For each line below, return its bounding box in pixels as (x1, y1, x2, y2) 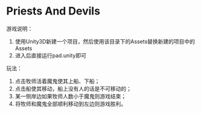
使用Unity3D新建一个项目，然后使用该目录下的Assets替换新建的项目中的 (14, 37, 195, 45)
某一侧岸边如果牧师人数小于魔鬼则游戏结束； (14, 92, 127, 100)
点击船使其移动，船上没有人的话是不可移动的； (14, 85, 132, 92)
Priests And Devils (6, 4, 101, 18)
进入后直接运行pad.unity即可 (14, 51, 86, 59)
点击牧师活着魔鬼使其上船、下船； (14, 77, 100, 85)
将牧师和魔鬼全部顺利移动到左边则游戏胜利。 (14, 100, 127, 107)
